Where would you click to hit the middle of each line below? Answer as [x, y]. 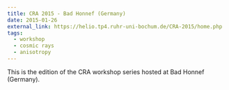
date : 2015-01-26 [32, 20]
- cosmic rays [34, 46]
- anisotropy [32, 53]
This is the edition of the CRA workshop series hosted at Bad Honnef [106, 72]
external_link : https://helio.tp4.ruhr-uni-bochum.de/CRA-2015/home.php [115, 26]
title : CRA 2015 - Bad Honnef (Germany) [67, 13]
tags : [15, 33]
